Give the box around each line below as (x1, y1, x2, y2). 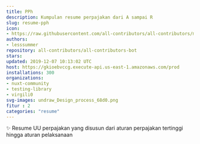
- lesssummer (6, 42, 39, 48)
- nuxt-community (6, 81, 49, 87)
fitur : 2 (6, 102, 31, 109)
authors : (6, 36, 28, 42)
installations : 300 (6, 70, 55, 76)
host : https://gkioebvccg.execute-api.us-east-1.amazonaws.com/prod (6, 64, 180, 70)
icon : (6, 25, 20, 32)
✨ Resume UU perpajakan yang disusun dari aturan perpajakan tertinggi (6, 124, 183, 132)
